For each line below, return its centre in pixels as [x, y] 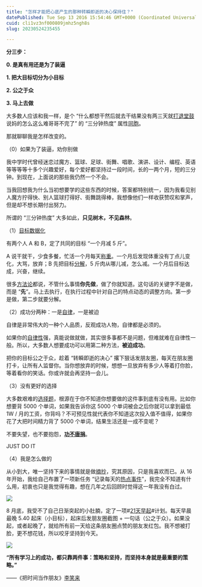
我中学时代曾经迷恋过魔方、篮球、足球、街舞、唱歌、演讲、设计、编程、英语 [101, 162]
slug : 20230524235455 [33, 29]
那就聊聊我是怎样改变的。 [38, 136]
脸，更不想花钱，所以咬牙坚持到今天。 [54, 533]
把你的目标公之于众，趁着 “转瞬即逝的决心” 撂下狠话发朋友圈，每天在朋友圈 [100, 358]
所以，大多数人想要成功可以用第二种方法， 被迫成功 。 [82, 345]
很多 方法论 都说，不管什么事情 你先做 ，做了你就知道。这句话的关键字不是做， [101, 284]
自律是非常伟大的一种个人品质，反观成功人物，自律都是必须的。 [85, 325]
